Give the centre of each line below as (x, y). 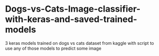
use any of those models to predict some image (53, 48)
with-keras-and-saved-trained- (71, 19)
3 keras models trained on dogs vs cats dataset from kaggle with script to (79, 43)
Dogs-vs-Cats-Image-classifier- (73, 9)
